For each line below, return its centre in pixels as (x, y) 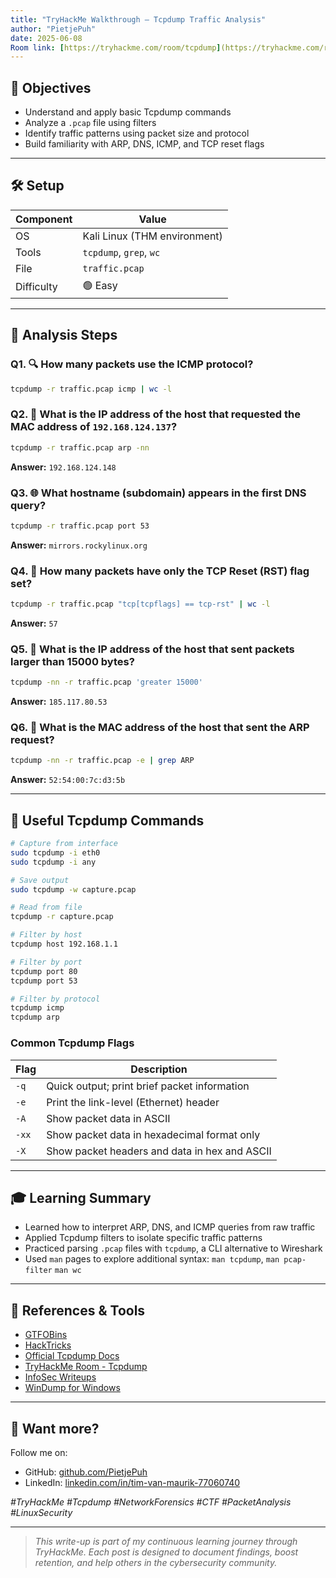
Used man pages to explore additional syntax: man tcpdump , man (152, 1259)
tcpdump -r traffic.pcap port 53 (80, 526)
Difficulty (36, 287)
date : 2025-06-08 (46, 38)
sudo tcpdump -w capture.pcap (73, 889)
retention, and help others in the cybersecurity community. (156, 1562)
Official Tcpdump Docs (72, 1356)
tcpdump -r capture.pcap (62, 917)
